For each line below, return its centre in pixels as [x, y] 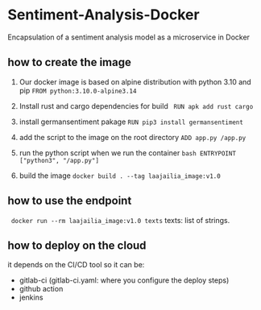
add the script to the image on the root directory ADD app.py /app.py [133, 137]
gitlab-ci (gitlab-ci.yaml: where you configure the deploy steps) [124, 280]
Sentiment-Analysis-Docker [104, 15]
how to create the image [70, 62]
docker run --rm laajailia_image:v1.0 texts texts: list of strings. [120, 220]
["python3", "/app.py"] [59, 160]
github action [41, 289]
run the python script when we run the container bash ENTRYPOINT [128, 153]
